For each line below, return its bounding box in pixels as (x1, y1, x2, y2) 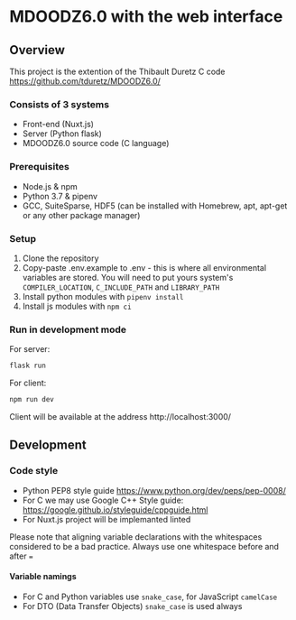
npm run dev (9, 395, 54, 404)
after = (9, 551, 33, 561)
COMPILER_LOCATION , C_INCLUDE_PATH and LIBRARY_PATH (22, 282, 220, 292)
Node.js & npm (22, 180, 79, 191)
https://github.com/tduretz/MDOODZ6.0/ (9, 76, 161, 87)
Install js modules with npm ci (22, 301, 133, 311)
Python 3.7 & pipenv (22, 190, 97, 201)
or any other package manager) (22, 209, 141, 220)
